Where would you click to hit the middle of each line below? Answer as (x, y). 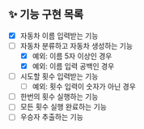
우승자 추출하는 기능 (51, 117)
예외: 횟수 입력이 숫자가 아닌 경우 (84, 87)
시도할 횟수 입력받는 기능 (59, 76)
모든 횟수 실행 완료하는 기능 (64, 107)
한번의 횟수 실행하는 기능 (59, 97)
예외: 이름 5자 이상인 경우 (72, 56)
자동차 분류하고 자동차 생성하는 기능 (76, 45)
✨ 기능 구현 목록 (46, 15)
